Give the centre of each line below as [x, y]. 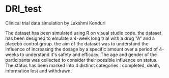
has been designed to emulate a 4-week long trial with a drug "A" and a [80, 38]
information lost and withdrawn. [39, 71]
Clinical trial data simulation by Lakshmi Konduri [55, 23]
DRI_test [23, 9]
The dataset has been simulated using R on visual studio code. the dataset [83, 33]
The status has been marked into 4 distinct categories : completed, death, [83, 65]
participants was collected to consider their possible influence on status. [81, 60]
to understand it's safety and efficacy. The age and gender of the [88, 55]
